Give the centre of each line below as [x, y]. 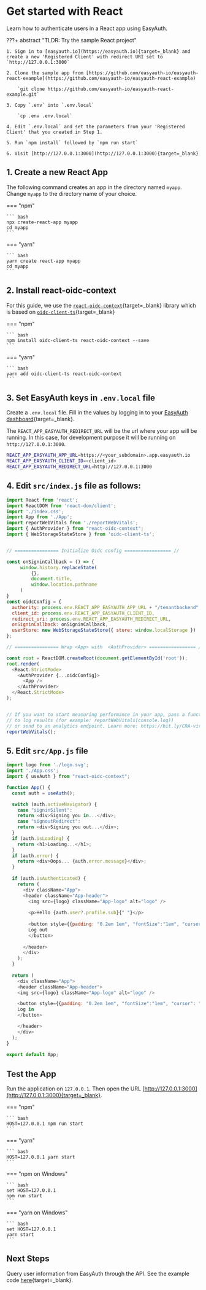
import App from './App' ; [39, 517]
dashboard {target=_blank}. [40, 419]
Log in [26, 1009]
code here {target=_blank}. [40, 1280]
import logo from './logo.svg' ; [48, 765]
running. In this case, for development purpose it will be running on [91, 438]
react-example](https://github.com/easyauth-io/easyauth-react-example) [101, 78]
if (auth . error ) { [36, 856]
